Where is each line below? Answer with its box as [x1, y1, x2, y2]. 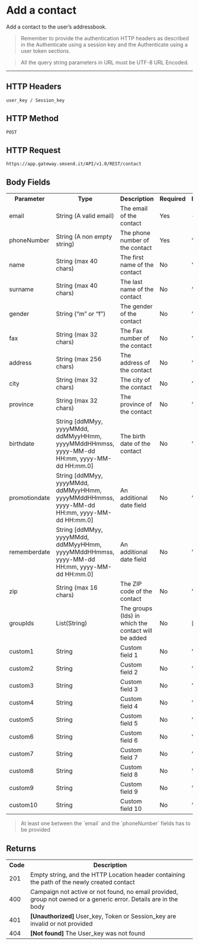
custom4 [9, 699, 34, 707]
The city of [120, 376, 150, 384]
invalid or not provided [30, 919, 93, 928]
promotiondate [9, 494, 50, 502]
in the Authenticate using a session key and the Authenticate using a [20, 41, 188, 48]
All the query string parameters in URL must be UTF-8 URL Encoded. [20, 59, 189, 66]
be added [120, 634, 147, 642]
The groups [120, 604, 153, 613]
